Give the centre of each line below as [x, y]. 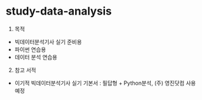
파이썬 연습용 [30, 49]
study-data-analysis [59, 11]
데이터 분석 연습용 [36, 57]
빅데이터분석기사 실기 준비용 [48, 41]
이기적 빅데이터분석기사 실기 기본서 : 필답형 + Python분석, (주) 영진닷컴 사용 [105, 83]
